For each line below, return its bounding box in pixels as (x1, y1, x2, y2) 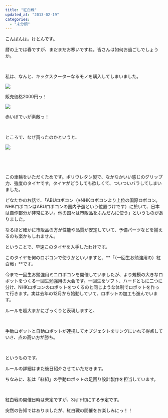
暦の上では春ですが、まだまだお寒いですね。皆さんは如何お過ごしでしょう (5, 46, 159, 53)
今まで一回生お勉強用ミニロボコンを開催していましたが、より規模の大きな (5, 272, 159, 278)
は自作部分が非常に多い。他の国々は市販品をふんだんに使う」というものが (5, 210, 159, 216)
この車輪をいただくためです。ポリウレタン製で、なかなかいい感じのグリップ (5, 174, 163, 180)
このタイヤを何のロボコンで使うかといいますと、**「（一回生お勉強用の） (5, 255, 157, 261)
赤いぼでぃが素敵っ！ (5, 114, 49, 120)
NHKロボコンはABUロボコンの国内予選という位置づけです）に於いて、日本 (5, 204, 160, 210)
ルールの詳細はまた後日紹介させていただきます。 (5, 366, 106, 372)
